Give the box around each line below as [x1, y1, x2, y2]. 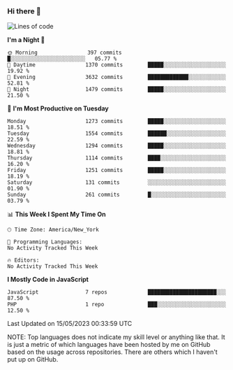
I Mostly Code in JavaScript [7, 276, 89, 284]
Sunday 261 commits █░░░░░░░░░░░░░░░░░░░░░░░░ [7, 192, 227, 199]
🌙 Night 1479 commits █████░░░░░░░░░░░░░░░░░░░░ [7, 86, 227, 93]
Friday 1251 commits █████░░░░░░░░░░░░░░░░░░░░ [7, 167, 227, 174]
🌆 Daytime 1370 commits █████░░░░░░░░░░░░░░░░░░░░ [7, 62, 227, 69]
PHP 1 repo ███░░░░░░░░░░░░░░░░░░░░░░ [7, 301, 227, 308]
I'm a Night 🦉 [7, 36, 45, 44]
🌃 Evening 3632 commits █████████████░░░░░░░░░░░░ [7, 73, 227, 81]
